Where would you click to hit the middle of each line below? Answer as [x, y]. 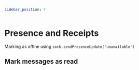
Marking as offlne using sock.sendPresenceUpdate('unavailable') [69, 47]
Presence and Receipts [52, 33]
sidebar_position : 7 [25, 9]
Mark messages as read [41, 61]
